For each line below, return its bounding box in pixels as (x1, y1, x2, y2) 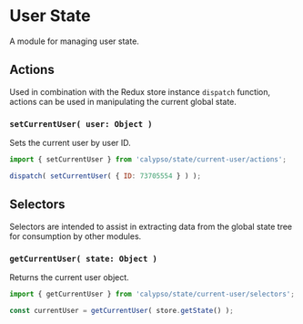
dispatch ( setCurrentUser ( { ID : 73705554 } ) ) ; (9, 171, 202, 181)
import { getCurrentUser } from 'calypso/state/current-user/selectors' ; (9, 289, 296, 298)
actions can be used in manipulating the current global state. (9, 96, 237, 107)
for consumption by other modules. (9, 230, 142, 242)
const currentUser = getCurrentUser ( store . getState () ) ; (9, 306, 234, 315)
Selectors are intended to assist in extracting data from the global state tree (9, 221, 293, 232)
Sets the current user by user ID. (9, 138, 132, 149)
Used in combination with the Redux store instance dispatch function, (9, 86, 271, 97)
